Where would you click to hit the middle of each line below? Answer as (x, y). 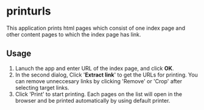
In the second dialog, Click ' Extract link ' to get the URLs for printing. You (106, 75)
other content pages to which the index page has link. (74, 34)
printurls (29, 11)
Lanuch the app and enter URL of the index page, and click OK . (94, 68)
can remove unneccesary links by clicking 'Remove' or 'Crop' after (99, 81)
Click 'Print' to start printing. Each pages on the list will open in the (99, 94)
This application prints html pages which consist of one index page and (96, 28)
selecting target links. (42, 88)
